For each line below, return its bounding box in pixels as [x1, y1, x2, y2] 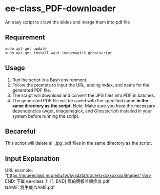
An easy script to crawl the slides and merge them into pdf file [5, 19, 130, 25]
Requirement [5, 33, 45, 42]
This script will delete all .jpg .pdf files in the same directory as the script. [5, 140, 152, 146]
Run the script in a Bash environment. [12, 77, 88, 83]
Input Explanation [5, 154, 60, 163]
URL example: [5, 167, 33, 173]
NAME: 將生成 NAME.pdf [5, 184, 55, 191]
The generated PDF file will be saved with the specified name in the [12, 97, 149, 103]
